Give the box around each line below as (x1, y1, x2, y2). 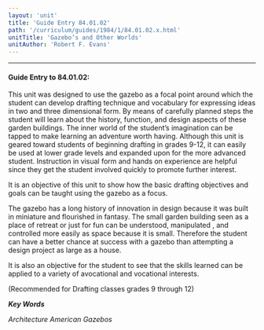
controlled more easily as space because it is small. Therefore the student (8, 229, 247, 238)
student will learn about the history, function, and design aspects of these (8, 115, 247, 124)
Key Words (8, 299, 45, 309)
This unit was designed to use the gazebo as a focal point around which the (8, 90, 254, 99)
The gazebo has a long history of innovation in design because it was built (8, 203, 249, 213)
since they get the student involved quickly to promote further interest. (8, 165, 237, 174)
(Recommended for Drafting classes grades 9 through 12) (8, 284, 195, 294)
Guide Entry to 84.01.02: (8, 72, 90, 82)
